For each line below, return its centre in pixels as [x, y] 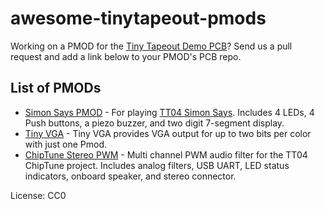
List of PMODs [56, 88]
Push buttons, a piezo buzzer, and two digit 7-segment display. [154, 123]
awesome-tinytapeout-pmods [138, 18]
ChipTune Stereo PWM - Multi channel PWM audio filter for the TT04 [166, 154]
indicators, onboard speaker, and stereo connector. [130, 176]
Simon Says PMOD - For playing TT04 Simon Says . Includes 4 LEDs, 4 [169, 112]
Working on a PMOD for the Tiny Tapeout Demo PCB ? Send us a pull [151, 46]
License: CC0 [38, 195]
